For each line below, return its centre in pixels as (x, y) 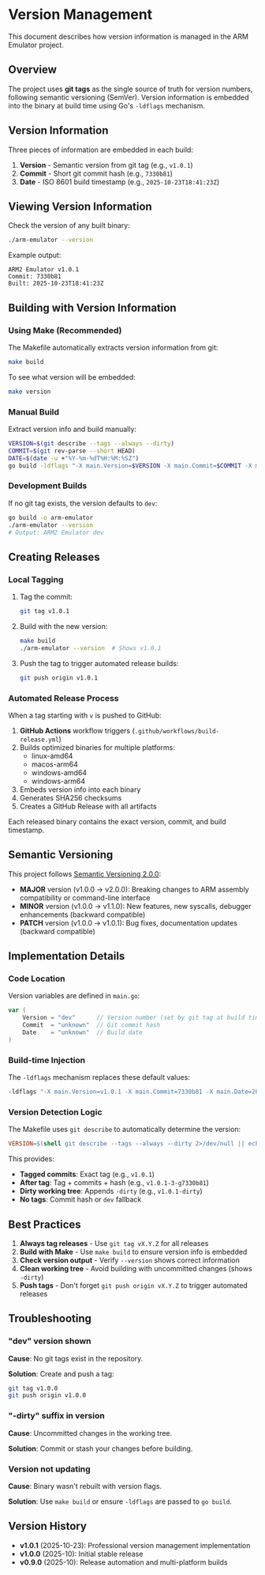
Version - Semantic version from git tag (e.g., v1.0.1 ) (106, 165)
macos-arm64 (55, 764)
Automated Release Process (63, 698)
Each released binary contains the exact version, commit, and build (117, 821)
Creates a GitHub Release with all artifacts (88, 806)
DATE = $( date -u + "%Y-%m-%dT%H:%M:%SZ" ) (74, 458)
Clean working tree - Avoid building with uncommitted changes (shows (136, 1268)
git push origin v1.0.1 (59, 678)
